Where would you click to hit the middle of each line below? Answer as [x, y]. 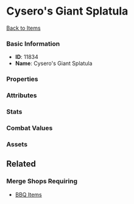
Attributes [22, 95]
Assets [17, 144]
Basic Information [33, 44]
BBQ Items [28, 194]
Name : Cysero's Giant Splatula [54, 63]
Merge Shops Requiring [42, 182]
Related [21, 164]
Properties [22, 79]
